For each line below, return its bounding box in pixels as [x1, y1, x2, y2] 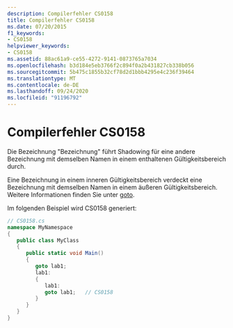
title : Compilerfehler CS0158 [7, 17, 95, 24]
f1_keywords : [7, 29, 45, 37]
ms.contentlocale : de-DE [7, 81, 79, 88]
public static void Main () [25, 250, 104, 257]
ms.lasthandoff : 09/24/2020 [7, 88, 89, 95]
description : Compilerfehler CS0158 [7, 10, 113, 17]
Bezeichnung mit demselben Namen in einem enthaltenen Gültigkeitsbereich [7, 155, 226, 163]
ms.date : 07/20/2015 [7, 23, 67, 30]
